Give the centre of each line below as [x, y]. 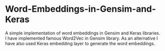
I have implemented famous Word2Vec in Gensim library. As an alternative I [82, 38]
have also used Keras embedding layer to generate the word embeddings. [80, 43]
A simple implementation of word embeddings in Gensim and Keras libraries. [83, 33]
